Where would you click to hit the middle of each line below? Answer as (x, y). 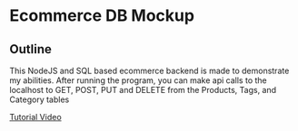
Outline (30, 49)
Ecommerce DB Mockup (102, 16)
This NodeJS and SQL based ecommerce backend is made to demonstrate (149, 70)
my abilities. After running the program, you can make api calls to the (138, 80)
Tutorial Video (35, 117)
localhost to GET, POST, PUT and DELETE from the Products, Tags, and (143, 90)
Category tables (40, 99)
